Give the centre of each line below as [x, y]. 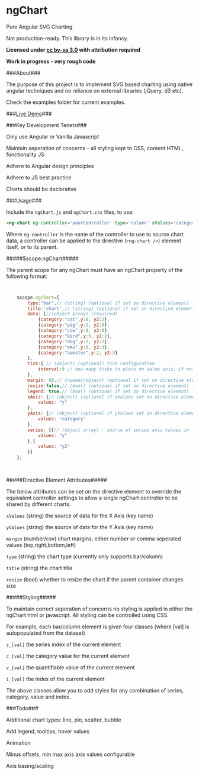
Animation [19, 742]
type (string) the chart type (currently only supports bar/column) [85, 556]
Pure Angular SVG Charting [39, 27]
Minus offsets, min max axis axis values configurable [70, 754]
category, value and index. [38, 697]
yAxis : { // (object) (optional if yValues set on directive [103, 413]
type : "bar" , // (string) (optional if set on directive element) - [111, 303]
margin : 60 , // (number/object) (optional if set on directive [106, 380]
